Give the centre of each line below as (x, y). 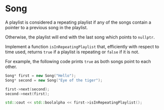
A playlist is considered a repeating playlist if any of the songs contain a (78, 22)
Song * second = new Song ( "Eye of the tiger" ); (54, 80)
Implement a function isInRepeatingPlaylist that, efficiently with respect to (82, 46)
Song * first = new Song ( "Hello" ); (41, 75)
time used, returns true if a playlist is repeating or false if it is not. (72, 52)
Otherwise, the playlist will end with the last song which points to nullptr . (80, 37)
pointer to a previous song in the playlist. (46, 27)
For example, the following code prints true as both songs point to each (78, 61)
